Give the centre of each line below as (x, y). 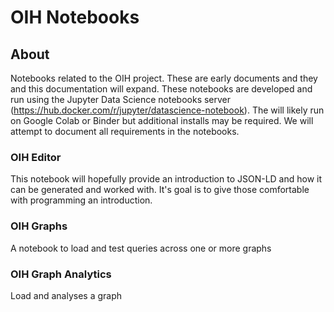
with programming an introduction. (81, 200)
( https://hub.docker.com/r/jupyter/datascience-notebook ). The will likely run (167, 110)
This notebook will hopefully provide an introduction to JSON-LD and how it (166, 179)
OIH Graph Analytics (61, 274)
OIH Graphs (39, 226)
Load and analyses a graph (66, 295)
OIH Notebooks (75, 17)
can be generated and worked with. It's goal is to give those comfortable (160, 190)
